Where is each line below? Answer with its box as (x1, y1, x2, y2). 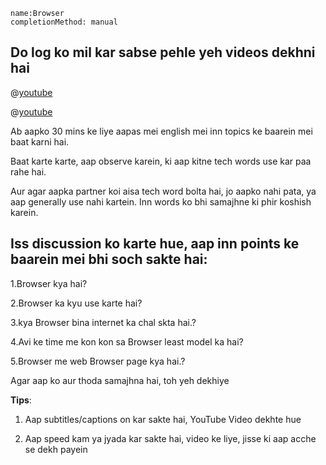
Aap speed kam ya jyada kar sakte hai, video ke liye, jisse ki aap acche (24, 432, 317, 444)
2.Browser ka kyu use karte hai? (10, 297, 143, 309)
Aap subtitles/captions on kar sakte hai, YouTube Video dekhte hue (24, 413, 302, 425)
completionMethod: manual (10, 17, 118, 27)
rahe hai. (10, 165, 47, 178)
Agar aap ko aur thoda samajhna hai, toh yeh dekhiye (10, 374, 230, 386)
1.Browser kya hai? (10, 277, 88, 289)
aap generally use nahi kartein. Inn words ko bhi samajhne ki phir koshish (10, 195, 312, 208)
